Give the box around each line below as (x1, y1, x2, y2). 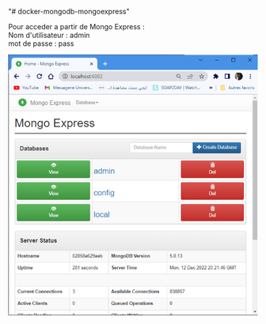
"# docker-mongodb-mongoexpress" (8, 7, 130, 16)
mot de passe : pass (8, 39, 74, 48)
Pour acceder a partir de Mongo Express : (8, 22, 145, 31)
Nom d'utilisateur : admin (8, 31, 90, 40)
